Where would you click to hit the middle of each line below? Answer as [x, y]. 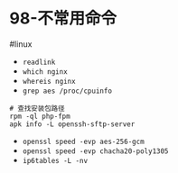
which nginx [45, 72]
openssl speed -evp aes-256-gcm [83, 141]
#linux [21, 44]
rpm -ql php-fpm [40, 116]
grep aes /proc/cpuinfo [67, 91]
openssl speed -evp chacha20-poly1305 [95, 151]
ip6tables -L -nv [55, 160]
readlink [39, 62]
